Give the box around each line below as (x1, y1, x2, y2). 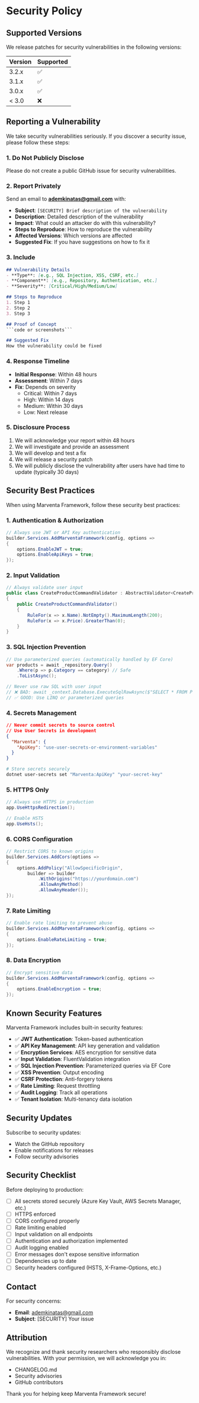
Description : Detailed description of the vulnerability (14, 213, 144, 220)
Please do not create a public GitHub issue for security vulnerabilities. (6, 167, 176, 175)
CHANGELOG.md (14, 1366, 57, 1373)
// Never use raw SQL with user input (6, 684, 102, 690)
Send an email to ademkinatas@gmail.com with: (6, 195, 126, 202)
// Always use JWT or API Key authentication (6, 530, 120, 536)
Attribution (6, 1332, 47, 1342)
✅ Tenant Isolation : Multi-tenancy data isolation (14, 1095, 133, 1103)
